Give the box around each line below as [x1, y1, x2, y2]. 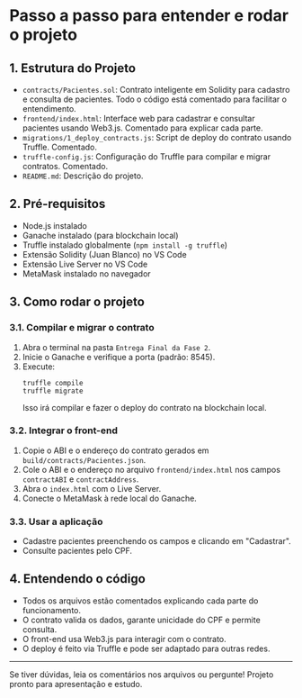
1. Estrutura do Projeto [9, 60, 137, 76]
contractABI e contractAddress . [22, 474, 139, 485]
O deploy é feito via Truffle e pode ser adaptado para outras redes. [22, 643, 271, 654]
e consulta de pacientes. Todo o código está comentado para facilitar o [22, 94, 288, 104]
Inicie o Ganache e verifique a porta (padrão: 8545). [22, 351, 216, 362]
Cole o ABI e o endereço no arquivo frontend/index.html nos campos [22, 464, 281, 475]
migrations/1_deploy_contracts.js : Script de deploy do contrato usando [22, 132, 292, 142]
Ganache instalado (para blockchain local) [22, 230, 179, 240]
